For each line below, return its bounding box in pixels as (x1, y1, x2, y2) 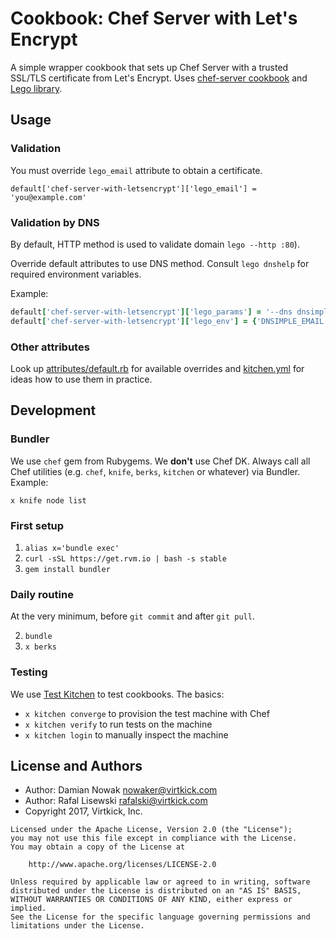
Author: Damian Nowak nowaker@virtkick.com (24, 784, 218, 796)
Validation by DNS (10, 215, 100, 229)
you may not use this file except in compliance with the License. (10, 833, 298, 844)
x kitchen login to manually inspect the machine (24, 728, 229, 741)
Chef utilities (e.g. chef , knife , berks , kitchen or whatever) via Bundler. (10, 465, 301, 477)
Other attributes (10, 340, 90, 354)
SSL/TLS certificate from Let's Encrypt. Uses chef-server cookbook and (10, 72, 308, 84)
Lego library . (10, 82, 63, 94)
